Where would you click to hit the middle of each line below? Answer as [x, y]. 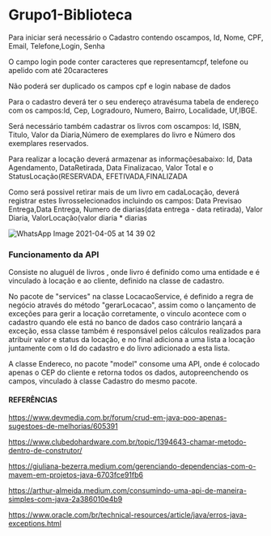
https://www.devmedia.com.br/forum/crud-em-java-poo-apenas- [118, 418]
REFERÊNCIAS [33, 400]
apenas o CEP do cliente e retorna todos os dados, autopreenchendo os [129, 373]
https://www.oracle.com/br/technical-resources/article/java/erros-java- [128, 515]
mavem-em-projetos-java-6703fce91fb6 [76, 475]
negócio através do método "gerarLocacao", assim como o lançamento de [132, 305]
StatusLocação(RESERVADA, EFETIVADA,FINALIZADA [98, 176]
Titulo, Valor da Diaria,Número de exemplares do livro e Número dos [122, 135]
